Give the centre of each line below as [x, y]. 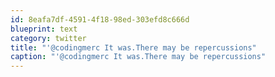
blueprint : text [44, 29]
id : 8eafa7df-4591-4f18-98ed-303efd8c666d [100, 19]
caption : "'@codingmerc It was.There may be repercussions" [138, 57]
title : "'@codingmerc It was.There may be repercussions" [133, 47]
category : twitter [48, 38]
